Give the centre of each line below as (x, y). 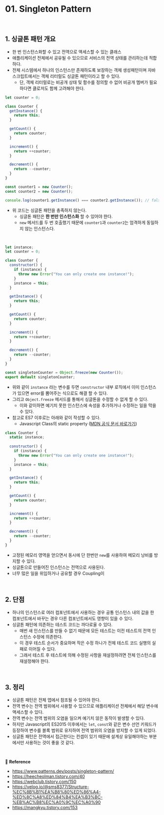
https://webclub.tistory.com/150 (44, 782)
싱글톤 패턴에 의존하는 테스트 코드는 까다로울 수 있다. (62, 624)
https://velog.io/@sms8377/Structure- (51, 787)
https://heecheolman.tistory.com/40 (49, 776)
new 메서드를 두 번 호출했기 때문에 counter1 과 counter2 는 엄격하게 (82, 222)
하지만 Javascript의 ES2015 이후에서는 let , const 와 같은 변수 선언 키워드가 (84, 724)
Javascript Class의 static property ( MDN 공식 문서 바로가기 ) (78, 423)
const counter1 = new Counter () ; (39, 187)
